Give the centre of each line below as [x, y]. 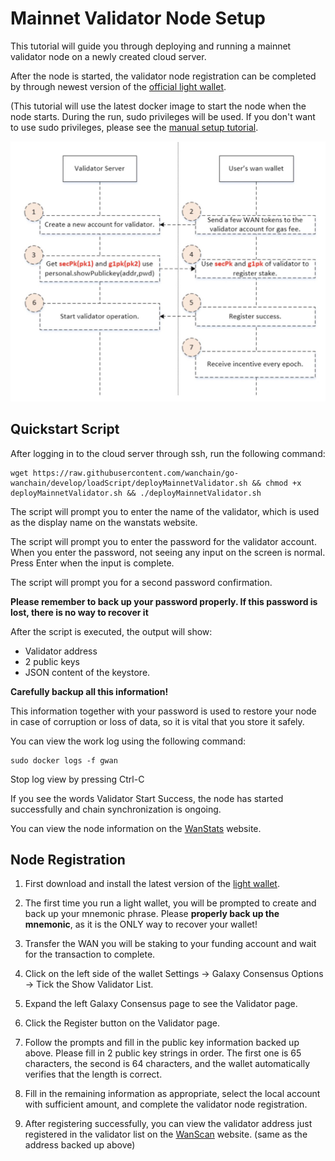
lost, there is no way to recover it [79, 612]
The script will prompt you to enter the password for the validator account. [163, 541]
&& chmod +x [276, 483]
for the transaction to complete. [90, 954]
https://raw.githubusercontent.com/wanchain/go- [136, 473]
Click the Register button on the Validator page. [122, 1023]
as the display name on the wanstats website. [104, 522]
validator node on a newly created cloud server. [108, 56]
